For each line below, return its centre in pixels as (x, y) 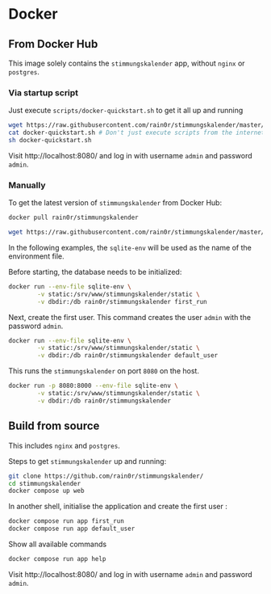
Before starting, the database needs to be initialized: (95, 272)
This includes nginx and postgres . (65, 445)
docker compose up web (46, 491)
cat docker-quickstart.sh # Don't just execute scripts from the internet (137, 133)
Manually (27, 185)
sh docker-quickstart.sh (50, 141)
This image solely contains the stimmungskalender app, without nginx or (127, 63)
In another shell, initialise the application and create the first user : (118, 507)
